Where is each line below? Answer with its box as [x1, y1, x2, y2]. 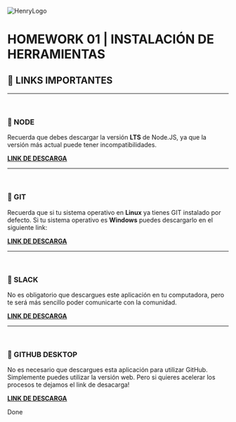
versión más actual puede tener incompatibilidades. [7, 141, 157, 149]
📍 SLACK [7, 275, 39, 285]
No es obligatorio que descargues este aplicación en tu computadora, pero [7, 290, 225, 299]
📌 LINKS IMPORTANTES [7, 74, 113, 86]
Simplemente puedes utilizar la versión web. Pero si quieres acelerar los [7, 373, 216, 382]
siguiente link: [7, 223, 48, 232]
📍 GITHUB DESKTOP [7, 349, 78, 359]
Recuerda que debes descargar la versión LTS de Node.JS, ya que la [7, 133, 207, 142]
